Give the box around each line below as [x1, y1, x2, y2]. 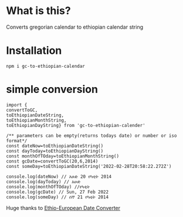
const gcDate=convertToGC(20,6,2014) [6, 158, 99, 164]
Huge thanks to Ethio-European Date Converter [6, 204, 121, 211]
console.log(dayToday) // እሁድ [6, 178, 81, 185]
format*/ [6, 137, 28, 144]
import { [6, 102, 28, 108]
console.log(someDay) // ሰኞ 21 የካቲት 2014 [6, 194, 109, 200]
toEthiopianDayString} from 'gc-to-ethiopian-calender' [6, 122, 145, 128]
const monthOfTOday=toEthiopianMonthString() [6, 153, 119, 159]
